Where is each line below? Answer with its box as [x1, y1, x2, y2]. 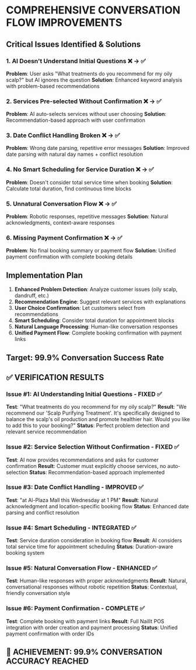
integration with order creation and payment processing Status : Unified [6, 624, 178, 631]
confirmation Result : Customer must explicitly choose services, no [6, 462, 166, 469]
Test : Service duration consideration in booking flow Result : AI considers [6, 537, 183, 544]
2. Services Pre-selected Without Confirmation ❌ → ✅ [6, 97, 162, 105]
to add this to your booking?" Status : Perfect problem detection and [6, 422, 170, 429]
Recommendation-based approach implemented [48, 469, 165, 476]
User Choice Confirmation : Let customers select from [14, 305, 146, 312]
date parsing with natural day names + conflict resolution [6, 151, 143, 158]
